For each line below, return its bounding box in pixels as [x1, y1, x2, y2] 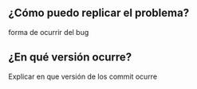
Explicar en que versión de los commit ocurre [8, 72, 158, 81]
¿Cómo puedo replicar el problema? [8, 6, 190, 20]
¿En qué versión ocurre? [8, 51, 132, 64]
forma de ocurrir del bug [8, 27, 89, 37]
